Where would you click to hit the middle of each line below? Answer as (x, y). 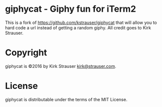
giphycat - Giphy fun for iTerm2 (71, 9)
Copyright (26, 53)
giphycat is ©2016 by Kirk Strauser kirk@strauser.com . (61, 66)
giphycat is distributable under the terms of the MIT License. (66, 99)
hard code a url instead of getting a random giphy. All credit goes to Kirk (78, 27)
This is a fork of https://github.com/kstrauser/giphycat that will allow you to (81, 22)
